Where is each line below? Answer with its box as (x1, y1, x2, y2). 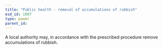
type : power (5, 16, 29, 21)
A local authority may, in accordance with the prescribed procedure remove (5, 34, 158, 40)
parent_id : (5, 21, 27, 26)
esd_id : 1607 (5, 12, 32, 17)
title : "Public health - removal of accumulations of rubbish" (5, 7, 137, 12)
